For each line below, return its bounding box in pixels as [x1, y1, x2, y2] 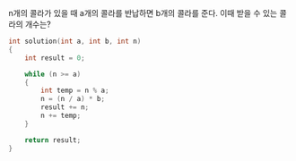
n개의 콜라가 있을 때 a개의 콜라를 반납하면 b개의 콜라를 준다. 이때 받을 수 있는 [8, 8, 278, 18]
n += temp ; [40, 111, 82, 120]
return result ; [24, 135, 82, 145]
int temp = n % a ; [40, 86, 109, 96]
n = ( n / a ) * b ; [40, 95, 105, 104]
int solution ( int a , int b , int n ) [8, 37, 142, 46]
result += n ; [40, 103, 90, 112]
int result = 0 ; [24, 53, 86, 63]
